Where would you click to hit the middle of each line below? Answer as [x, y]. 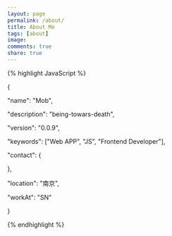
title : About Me [31, 27]
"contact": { [24, 155]
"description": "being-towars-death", [61, 114]
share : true [25, 54]
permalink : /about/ [36, 20]
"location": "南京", [33, 183]
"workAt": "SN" [30, 197]
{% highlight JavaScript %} [47, 73]
